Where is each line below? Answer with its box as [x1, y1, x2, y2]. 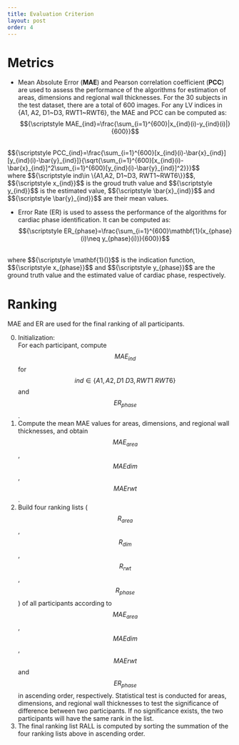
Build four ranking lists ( [17, 503, 88, 511]
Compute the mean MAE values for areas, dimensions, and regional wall [17, 419, 230, 427]
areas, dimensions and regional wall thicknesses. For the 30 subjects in [17, 94, 228, 102]
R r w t [118, 562, 132, 572]
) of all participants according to [17, 599, 112, 607]
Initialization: [17, 334, 56, 342]
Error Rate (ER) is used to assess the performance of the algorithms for [17, 208, 227, 216]
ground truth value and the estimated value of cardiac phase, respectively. [7, 271, 226, 279]
